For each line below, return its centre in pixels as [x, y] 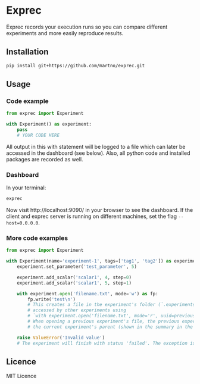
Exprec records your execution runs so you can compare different [87, 27]
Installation [27, 52]
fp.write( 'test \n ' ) [52, 299]
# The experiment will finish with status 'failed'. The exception [102, 343]
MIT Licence [21, 376]
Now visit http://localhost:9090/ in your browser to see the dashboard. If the [100, 210]
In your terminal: [26, 188]
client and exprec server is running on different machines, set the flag [92, 216]
